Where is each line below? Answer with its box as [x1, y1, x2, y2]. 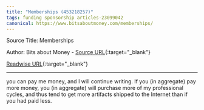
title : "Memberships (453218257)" [6, 9, 94, 15]
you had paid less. [6, 97, 52, 105]
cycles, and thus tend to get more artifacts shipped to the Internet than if [6, 91, 188, 98]
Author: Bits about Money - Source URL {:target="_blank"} [6, 49, 151, 56]
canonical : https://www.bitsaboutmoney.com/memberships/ [6, 20, 154, 26]
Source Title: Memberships [6, 37, 74, 44]
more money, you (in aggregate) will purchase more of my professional [6, 84, 184, 92]
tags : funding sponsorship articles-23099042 [6, 15, 123, 21]
